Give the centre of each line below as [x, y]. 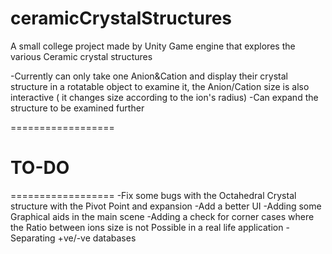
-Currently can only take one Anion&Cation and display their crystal [149, 76]
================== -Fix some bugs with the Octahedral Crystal [153, 195]
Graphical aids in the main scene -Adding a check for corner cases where [162, 216]
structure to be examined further [77, 108]
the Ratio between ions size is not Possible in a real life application [147, 227]
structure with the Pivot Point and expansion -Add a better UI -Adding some [166, 206]
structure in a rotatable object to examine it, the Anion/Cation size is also [160, 86]
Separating [33, 238]
